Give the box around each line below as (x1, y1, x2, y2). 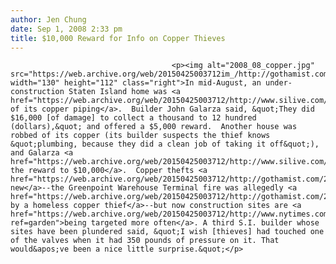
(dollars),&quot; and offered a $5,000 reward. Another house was (10, 122, 298, 132)
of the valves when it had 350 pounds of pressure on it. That (10, 236, 280, 246)
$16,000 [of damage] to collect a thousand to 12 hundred (10, 113, 257, 123)
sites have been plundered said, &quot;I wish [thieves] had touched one (10, 227, 325, 237)
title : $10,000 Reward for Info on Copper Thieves (10, 33, 226, 43)
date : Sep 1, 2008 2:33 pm (10, 24, 123, 34)
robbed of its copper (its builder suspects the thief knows (10, 131, 271, 141)
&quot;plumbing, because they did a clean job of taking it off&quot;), (10, 139, 320, 150)
